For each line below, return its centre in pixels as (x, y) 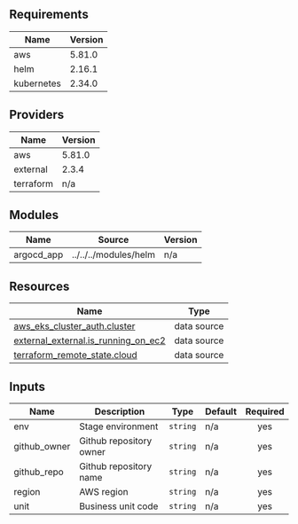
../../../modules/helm (114, 254)
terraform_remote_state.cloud (75, 356)
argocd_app (39, 254)
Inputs (27, 386)
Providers (37, 115)
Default (221, 411)
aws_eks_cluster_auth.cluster (74, 326)
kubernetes (38, 83)
